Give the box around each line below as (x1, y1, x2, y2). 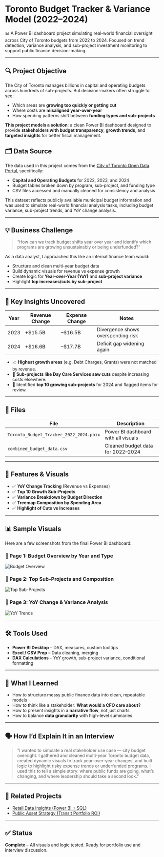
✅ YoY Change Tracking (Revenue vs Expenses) (12, 483, 110, 489)
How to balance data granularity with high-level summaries (12, 713, 133, 718)
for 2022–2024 (104, 449, 141, 455)
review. (12, 387, 27, 393)
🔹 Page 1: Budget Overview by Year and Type (5, 552, 113, 559)
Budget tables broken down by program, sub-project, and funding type (12, 182, 155, 188)
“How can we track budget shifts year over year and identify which (17, 239, 152, 245)
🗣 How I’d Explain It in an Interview (5, 732, 114, 740)
